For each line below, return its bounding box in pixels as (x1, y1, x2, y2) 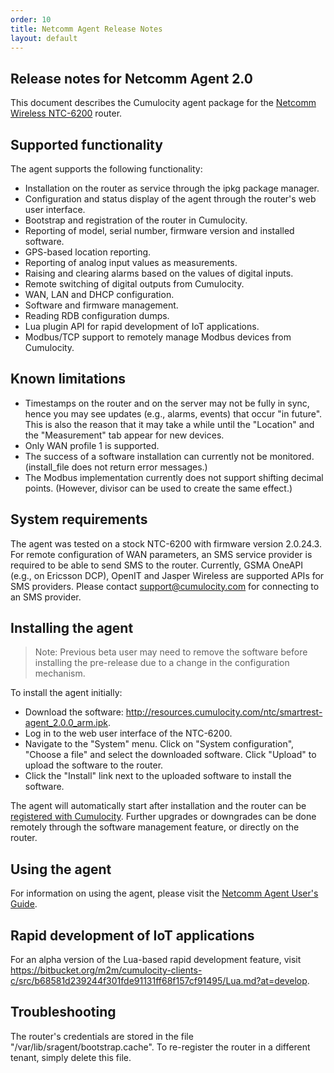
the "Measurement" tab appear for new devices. (24, 429, 225, 441)
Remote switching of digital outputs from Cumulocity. (24, 278, 245, 290)
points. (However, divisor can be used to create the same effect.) (24, 482, 293, 494)
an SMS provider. (10, 591, 82, 603)
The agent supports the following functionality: (10, 163, 203, 175)
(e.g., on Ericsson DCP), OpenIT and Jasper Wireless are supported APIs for (10, 569, 325, 581)
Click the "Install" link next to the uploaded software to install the (24, 770, 292, 782)
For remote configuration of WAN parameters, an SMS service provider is (10, 548, 313, 560)
